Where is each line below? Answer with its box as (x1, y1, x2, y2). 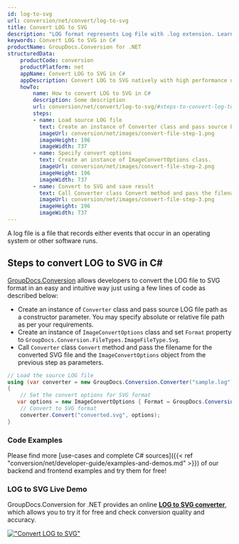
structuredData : (7, 51, 55, 58)
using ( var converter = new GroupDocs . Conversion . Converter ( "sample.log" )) (7, 379, 237, 386)
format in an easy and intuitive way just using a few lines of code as (7, 283, 206, 292)
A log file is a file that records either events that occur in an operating (7, 229, 211, 237)
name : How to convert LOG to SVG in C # (33, 90, 152, 97)
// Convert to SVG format (20, 405, 97, 412)
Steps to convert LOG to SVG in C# (7, 257, 164, 270)
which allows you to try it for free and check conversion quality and (7, 508, 205, 517)
